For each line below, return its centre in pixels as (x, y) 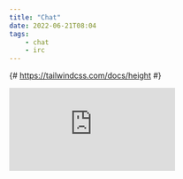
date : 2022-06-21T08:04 (53, 26)
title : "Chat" (35, 17)
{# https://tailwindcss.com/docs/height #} (85, 75)
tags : (19, 34)
